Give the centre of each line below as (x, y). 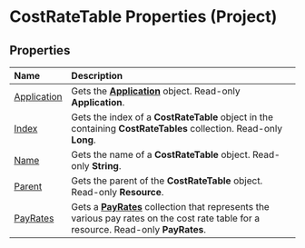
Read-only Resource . (118, 192)
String (106, 166)
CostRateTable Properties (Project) (143, 17)
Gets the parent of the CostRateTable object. (167, 181)
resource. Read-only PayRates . (139, 229)
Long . (84, 140)
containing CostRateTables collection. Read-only (177, 129)
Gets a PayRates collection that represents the (170, 207)
